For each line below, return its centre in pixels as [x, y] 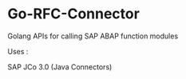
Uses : [18, 51]
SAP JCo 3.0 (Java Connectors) [60, 67]
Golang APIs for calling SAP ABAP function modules [93, 36]
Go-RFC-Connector [74, 14]
